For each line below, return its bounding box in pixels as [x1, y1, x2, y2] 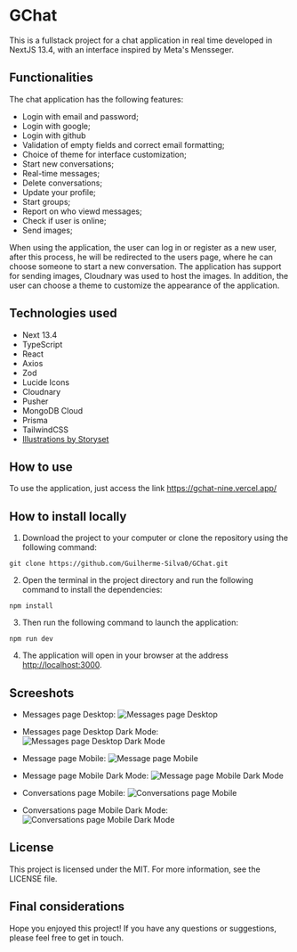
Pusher [21, 396, 49, 406]
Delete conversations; [21, 177, 103, 188]
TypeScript [21, 339, 63, 349]
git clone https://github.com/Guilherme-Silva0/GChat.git [9, 559, 229, 569]
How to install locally [9, 509, 127, 524]
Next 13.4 [21, 329, 58, 340]
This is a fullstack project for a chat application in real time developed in [9, 35, 273, 45]
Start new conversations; [21, 158, 114, 169]
